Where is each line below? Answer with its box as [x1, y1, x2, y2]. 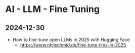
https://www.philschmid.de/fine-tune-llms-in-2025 [20, 42, 126, 48]
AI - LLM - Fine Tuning [5, 3, 100, 15]
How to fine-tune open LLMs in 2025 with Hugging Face [12, 36, 130, 42]
